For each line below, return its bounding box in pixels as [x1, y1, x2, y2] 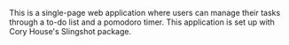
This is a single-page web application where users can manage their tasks [9, 8, 281, 18]
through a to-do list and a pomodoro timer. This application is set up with [9, 17, 275, 27]
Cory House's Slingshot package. [9, 26, 131, 36]
